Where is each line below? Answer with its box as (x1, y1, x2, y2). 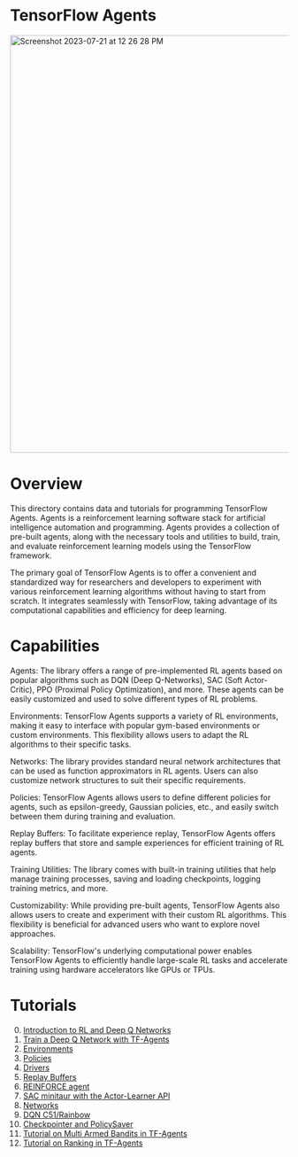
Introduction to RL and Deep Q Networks (22, 1024, 172, 1035)
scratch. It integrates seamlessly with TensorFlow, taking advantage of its (10, 595, 278, 606)
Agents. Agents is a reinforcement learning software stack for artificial (10, 512, 266, 523)
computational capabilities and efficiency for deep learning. (10, 604, 227, 616)
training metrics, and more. (10, 882, 109, 893)
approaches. (10, 928, 57, 939)
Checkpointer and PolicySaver (22, 1118, 134, 1130)
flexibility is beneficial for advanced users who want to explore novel (10, 919, 260, 929)
